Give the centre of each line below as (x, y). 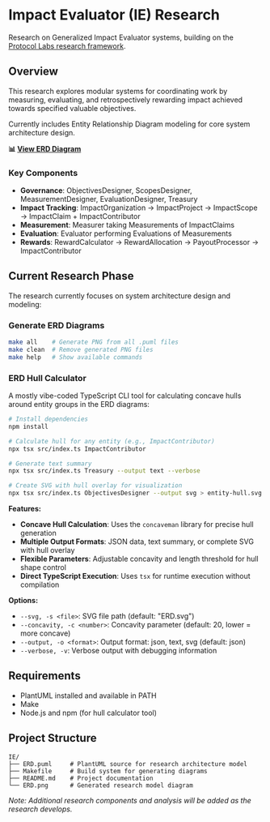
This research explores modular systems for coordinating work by (118, 91)
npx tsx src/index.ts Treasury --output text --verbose (104, 471)
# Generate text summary (50, 464)
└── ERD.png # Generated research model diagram (101, 785)
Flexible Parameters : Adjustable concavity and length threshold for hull (139, 559)
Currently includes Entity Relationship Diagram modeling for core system (129, 124)
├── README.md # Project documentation (81, 778)
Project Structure (53, 738)
